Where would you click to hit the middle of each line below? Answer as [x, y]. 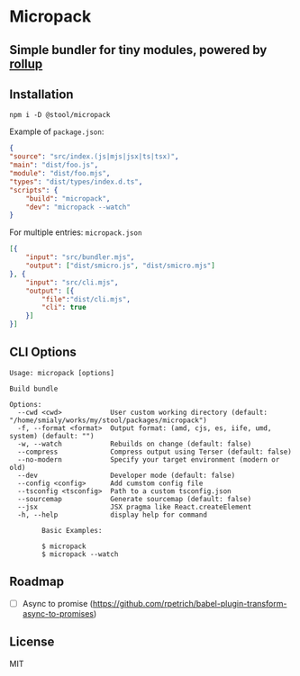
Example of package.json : [57, 131]
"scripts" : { [34, 190]
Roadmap [37, 582]
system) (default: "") [52, 436]
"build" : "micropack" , [68, 198]
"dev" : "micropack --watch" [78, 207]
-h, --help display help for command [112, 515]
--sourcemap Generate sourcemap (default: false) [135, 499]
